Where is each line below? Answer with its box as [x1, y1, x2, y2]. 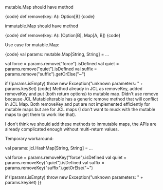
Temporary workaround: [5, 136, 54, 141]
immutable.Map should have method [5, 23, 79, 29]
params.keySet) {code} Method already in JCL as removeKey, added [5, 86, 143, 92]
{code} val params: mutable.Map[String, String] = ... [5, 51, 109, 57]
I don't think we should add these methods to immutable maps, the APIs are [5, 121, 157, 127]
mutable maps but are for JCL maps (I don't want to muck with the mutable [5, 107, 156, 112]
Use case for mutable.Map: [5, 42, 60, 48]
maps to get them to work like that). [5, 112, 76, 117]
